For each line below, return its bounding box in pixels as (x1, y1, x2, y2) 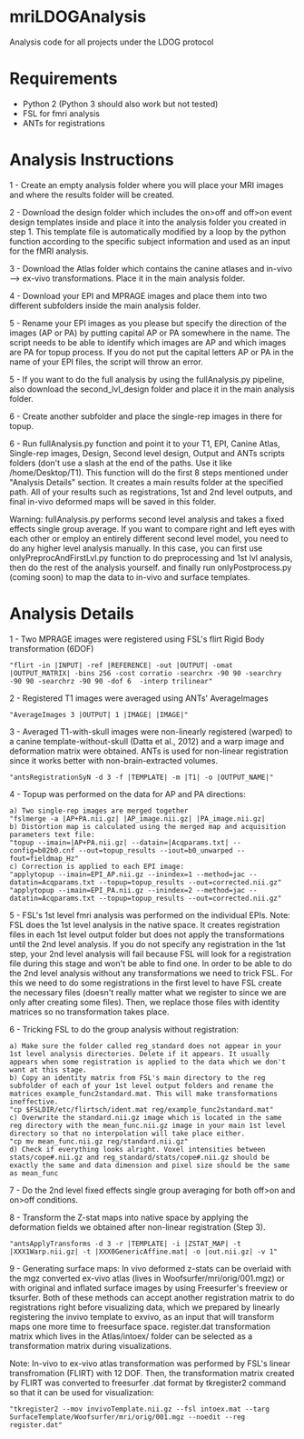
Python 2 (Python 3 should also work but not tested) (22, 98, 219, 109)
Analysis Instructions (9, 150, 174, 170)
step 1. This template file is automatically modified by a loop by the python (9, 225, 287, 237)
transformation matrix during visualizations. (9, 1340, 172, 1351)
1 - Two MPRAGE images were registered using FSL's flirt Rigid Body (9, 634, 265, 645)
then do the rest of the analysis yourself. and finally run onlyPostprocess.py (9, 562, 292, 573)
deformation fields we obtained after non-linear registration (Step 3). (9, 1221, 266, 1233)
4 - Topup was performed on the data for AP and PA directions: (9, 788, 247, 799)
